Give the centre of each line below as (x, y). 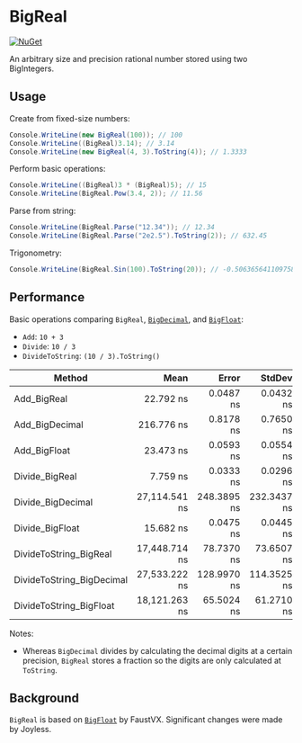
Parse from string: (43, 211)
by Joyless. (31, 730)
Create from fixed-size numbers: (70, 118)
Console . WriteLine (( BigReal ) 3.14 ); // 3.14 (92, 143)
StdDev (276, 378)
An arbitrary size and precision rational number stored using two (129, 58)
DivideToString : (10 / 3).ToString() (91, 355)
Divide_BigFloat (47, 528)
